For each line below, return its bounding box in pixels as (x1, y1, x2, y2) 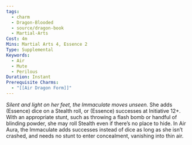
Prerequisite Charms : (6, 80, 59, 86)
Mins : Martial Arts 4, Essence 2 (6, 42, 88, 48)
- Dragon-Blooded (11, 19, 54, 25)
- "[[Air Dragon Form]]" (11, 85, 72, 91)
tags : (6, 8, 19, 15)
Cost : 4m (6, 36, 28, 42)
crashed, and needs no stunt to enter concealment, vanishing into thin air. (6, 132, 184, 139)
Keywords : (6, 52, 30, 58)
